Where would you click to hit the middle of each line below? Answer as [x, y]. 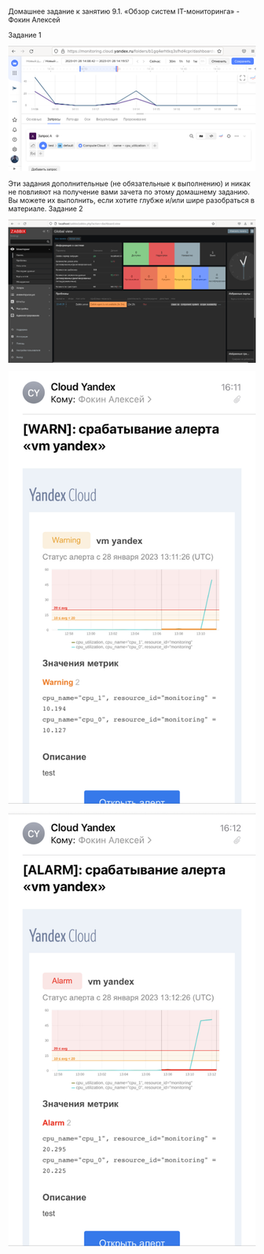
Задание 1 [25, 35]
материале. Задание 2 [46, 209]
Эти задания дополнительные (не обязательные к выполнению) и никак [130, 183]
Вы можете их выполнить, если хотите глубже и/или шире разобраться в [132, 200]
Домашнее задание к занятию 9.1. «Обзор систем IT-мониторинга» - [124, 11]
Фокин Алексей [34, 20]
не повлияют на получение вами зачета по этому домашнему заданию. [129, 191]
